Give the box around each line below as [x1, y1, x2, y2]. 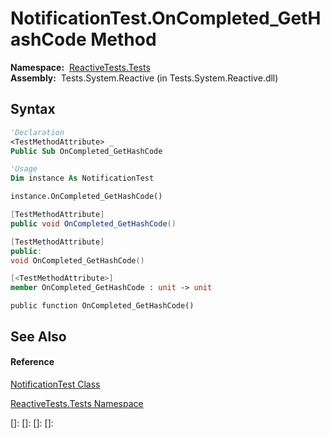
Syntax [10, 101, 56, 118]
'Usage [10, 164, 38, 174]
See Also [10, 328, 67, 345]
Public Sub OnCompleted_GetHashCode [10, 146, 163, 156]
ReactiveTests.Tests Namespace [10, 397, 144, 409]
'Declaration [10, 127, 65, 137]
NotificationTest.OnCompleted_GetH [10, 7, 322, 30]
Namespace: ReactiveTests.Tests [10, 61, 151, 73]
